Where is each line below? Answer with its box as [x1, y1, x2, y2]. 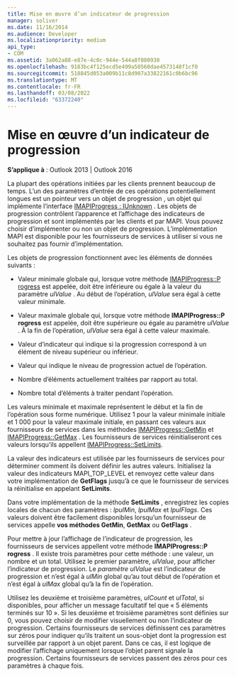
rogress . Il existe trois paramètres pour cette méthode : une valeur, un [7, 549, 214, 558]
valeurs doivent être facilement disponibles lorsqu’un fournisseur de [7, 513, 207, 521]
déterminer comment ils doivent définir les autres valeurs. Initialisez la [7, 461, 211, 470]
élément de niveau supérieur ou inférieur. [17, 347, 138, 356]
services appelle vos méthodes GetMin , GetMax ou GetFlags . [7, 520, 192, 529]
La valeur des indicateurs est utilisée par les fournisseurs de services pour [7, 454, 225, 462]
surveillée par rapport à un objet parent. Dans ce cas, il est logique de [7, 639, 211, 647]
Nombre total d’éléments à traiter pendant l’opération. [17, 389, 174, 397]
